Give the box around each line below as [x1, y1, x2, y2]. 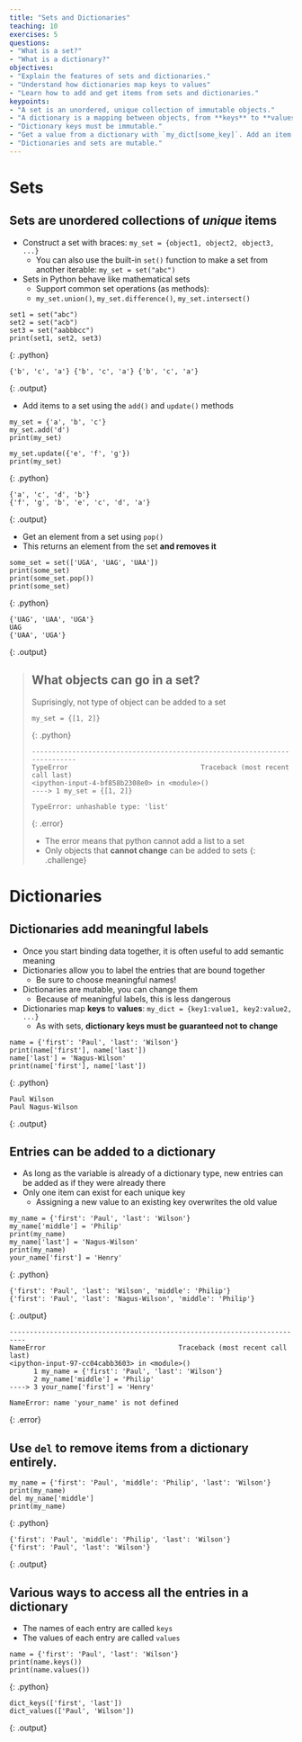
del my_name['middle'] [9, 1495, 94, 1504]
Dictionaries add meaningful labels [9, 921, 209, 937]
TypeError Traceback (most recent [31, 762, 289, 772]
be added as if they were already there [22, 1178, 166, 1189]
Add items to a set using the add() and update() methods [22, 400, 234, 410]
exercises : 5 [9, 30, 58, 39]
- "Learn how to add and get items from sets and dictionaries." [9, 88, 259, 97]
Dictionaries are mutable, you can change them [22, 983, 199, 994]
